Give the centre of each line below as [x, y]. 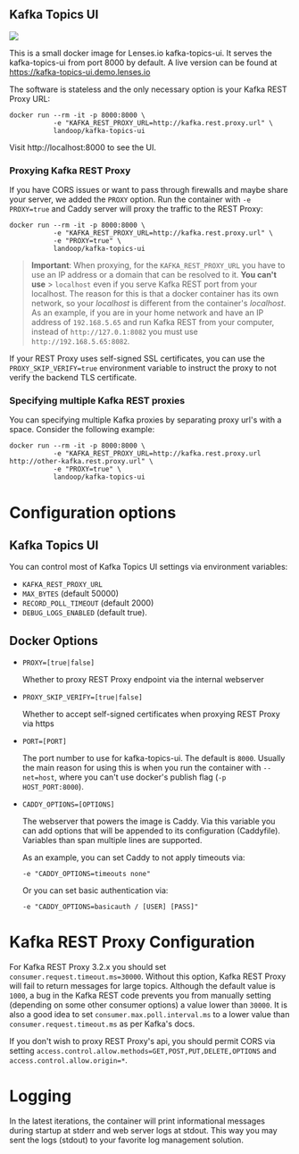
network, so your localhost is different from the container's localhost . [158, 304]
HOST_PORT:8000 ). [53, 787]
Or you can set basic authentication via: [95, 891]
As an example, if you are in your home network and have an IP [147, 313]
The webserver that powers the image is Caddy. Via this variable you [149, 822]
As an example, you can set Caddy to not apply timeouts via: [133, 857]
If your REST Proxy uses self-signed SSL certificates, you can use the [137, 359]
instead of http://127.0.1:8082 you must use [114, 332]
